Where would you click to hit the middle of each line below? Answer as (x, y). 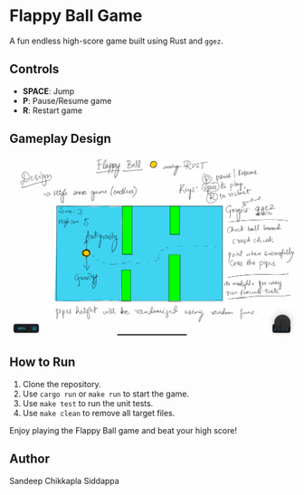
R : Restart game (52, 110)
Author (29, 459)
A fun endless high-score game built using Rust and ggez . (116, 41)
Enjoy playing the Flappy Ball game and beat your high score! (123, 430)
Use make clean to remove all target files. (99, 413)
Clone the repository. (62, 384)
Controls (34, 69)
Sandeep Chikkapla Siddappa (64, 481)
